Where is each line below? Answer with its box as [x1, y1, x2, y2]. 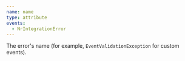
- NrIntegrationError [12, 25, 67, 32]
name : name [6, 8, 34, 15]
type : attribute [6, 14, 47, 21]
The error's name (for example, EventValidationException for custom [6, 42, 180, 50]
